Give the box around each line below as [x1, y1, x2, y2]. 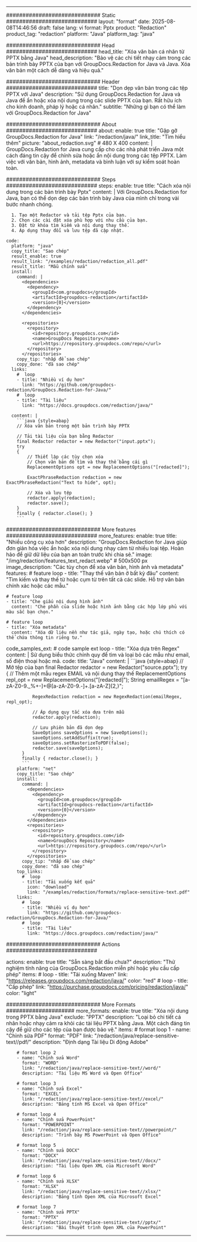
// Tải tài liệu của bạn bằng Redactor [16, 433, 114, 439]
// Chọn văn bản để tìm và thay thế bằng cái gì [27, 459, 148, 465]
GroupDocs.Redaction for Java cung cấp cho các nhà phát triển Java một [6, 146, 184, 153]
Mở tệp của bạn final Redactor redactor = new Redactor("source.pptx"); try [6, 664, 188, 671]
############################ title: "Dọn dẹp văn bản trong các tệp [6, 85, 188, 91]
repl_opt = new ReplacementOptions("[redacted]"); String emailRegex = [6, 677, 180, 683]
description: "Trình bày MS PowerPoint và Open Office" [21, 1132, 161, 1138]
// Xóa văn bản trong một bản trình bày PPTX [16, 423, 130, 429]
